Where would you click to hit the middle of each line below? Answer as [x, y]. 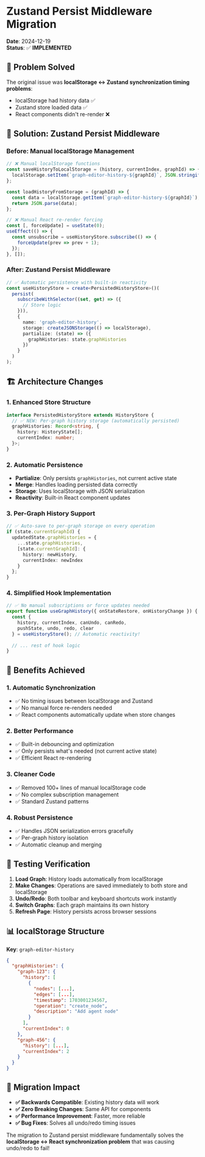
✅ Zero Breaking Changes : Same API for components [83, 1109]
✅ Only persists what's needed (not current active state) [86, 751]
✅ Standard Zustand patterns [52, 801]
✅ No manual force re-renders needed [63, 708]
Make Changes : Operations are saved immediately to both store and [101, 885]
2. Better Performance [40, 731]
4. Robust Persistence [40, 818]
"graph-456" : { [37, 1040]
